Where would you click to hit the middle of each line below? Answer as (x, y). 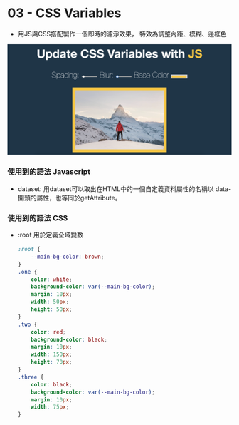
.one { (27, 272)
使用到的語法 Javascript (49, 172)
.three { (31, 377)
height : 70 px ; (52, 362)
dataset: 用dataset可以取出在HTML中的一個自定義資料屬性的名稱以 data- (124, 189)
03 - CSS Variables (64, 13)
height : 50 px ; (52, 309)
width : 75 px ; (50, 407)
